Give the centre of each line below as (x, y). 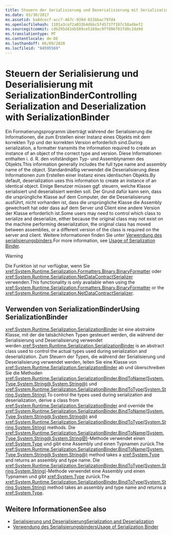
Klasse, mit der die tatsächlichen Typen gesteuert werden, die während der (84, 335)
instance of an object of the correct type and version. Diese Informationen (84, 153)
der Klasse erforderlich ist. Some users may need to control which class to (83, 213)
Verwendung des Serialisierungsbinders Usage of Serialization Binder (85, 527)
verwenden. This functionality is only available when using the (70, 282)
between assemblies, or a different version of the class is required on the (82, 229)
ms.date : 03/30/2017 (27, 15)
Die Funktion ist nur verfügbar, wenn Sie (48, 266)
